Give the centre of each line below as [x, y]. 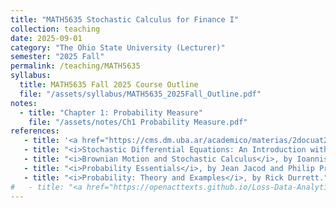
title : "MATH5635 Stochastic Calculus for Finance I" [125, 19]
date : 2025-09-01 [46, 38]
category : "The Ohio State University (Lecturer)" [118, 47]
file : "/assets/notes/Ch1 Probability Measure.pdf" [138, 122]
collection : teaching [55, 29]
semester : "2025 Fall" [57, 57]
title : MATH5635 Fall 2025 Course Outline [109, 85]
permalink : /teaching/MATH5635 [75, 66]
